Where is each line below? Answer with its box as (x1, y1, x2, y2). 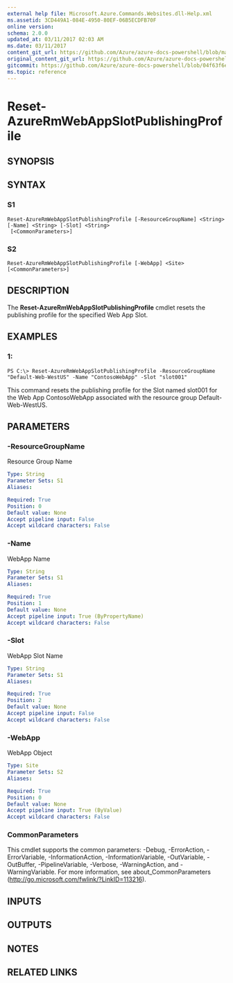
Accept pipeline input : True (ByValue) (7, 807, 123, 814)
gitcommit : (7, 62, 39, 69)
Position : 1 (7, 600, 42, 607)
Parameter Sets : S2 (7, 769, 64, 776)
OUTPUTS (7, 919, 52, 931)
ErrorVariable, (7, 853, 47, 861)
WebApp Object (7, 749, 53, 757)
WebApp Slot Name (7, 651, 64, 660)
